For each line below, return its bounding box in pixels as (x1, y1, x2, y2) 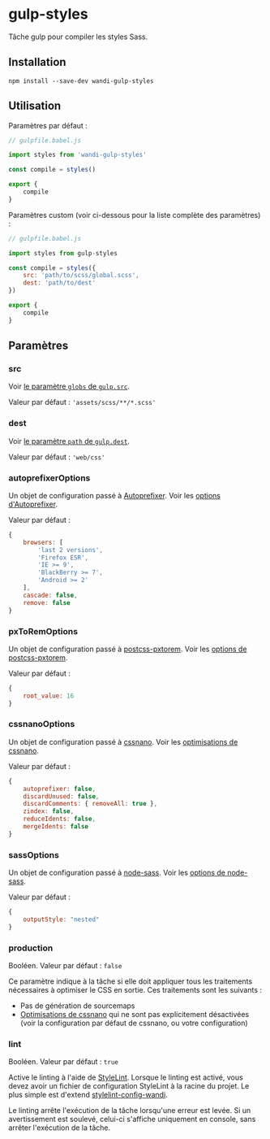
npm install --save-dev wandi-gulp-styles (8, 76, 154, 85)
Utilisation (8, 99, 62, 113)
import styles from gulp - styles (8, 249, 118, 257)
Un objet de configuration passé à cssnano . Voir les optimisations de (8, 737, 238, 746)
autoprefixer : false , (23, 785, 96, 793)
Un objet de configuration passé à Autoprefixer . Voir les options (8, 490, 221, 500)
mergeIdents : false (23, 823, 89, 831)
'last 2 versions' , (37, 546, 104, 554)
